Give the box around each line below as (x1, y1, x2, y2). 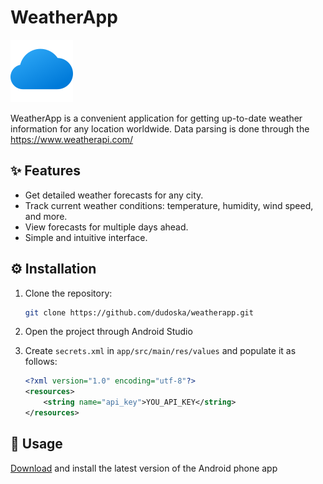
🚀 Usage (10, 436, 63, 453)
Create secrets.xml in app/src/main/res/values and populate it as (24, 345, 297, 357)
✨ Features (10, 162, 81, 180)
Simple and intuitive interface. (24, 231, 148, 243)
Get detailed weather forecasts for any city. (24, 189, 204, 201)
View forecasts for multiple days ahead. (24, 221, 189, 233)
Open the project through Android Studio (24, 326, 193, 338)
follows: (24, 356, 58, 368)
